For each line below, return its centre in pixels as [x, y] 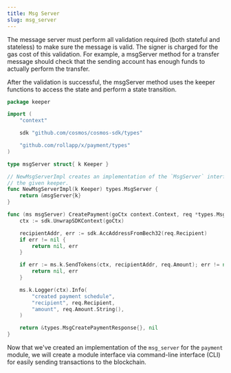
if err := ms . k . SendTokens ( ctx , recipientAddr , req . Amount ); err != [120, 265]
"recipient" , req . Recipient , [74, 303]
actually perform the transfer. [49, 69]
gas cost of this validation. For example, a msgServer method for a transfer [113, 54]
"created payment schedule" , [74, 296]
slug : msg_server [32, 20]
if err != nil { [43, 240]
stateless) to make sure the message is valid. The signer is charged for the [113, 47]
